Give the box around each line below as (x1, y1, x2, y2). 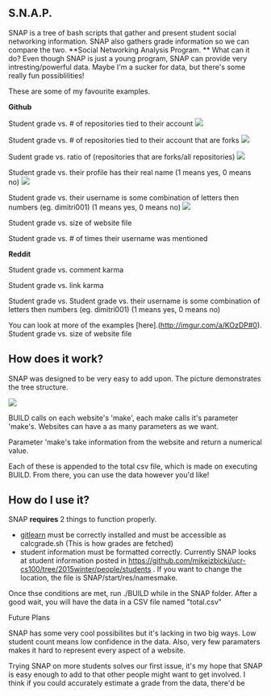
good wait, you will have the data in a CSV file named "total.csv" (8, 597, 222, 607)
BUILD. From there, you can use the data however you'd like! (8, 469, 210, 479)
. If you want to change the (152, 565, 242, 574)
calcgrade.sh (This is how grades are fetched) (19, 539, 174, 548)
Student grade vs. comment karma (8, 265, 124, 274)
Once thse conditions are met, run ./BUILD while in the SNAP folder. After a (8, 589, 258, 598)
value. (8, 445, 29, 455)
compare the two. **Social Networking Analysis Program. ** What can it (8, 44, 250, 55)
